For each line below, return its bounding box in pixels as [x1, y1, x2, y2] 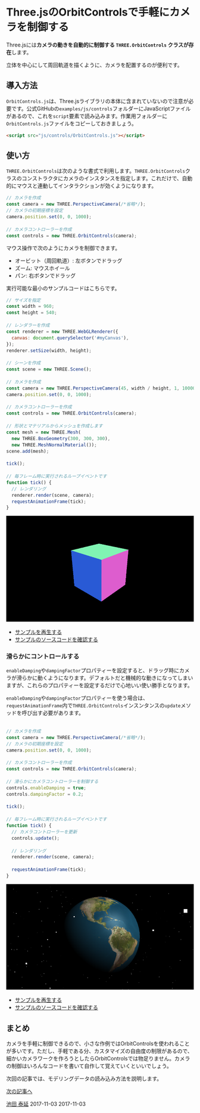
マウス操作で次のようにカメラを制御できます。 [6, 244, 121, 251]
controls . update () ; [11, 835, 60, 841]
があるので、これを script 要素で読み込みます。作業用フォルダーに [6, 112, 168, 119]
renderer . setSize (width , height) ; [6, 347, 92, 354]
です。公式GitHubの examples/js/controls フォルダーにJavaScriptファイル [11, 105, 191, 112]
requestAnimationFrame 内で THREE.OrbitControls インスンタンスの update [6, 702, 181, 709]
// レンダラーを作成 [6, 323, 50, 329]
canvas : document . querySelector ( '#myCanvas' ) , [11, 335, 129, 341]
